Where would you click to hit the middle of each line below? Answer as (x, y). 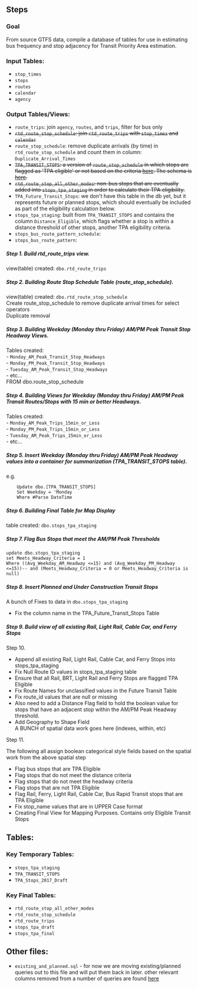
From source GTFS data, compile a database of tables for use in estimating (97, 39)
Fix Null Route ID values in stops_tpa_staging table (76, 672)
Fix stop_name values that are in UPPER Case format (79, 806)
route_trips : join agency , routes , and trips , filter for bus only (89, 127)
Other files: (27, 952)
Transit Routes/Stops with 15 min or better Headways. (74, 402)
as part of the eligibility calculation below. (65, 208)
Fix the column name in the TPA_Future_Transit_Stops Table (87, 613)
